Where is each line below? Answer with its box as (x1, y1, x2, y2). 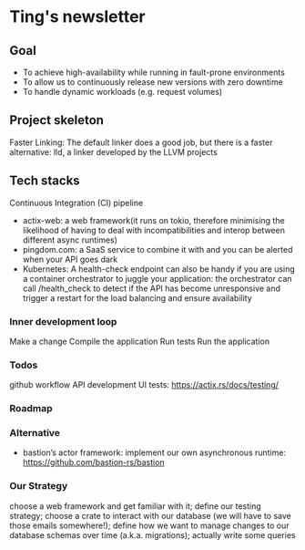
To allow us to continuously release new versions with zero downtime (22, 77, 284, 88)
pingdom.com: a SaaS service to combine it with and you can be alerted (22, 244, 293, 254)
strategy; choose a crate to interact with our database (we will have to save (9, 510, 291, 521)
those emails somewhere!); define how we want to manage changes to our (9, 520, 290, 531)
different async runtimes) (22, 234, 118, 245)
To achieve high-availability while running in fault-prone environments (22, 67, 285, 78)
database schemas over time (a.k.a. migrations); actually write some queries (9, 529, 296, 540)
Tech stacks (9, 173, 80, 189)
